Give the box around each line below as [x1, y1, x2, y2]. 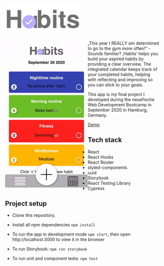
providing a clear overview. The [88, 61, 151, 67]
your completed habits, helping [88, 71, 150, 77]
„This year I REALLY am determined [88, 40, 159, 46]
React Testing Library [88, 180, 131, 186]
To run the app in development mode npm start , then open [12, 231, 131, 237]
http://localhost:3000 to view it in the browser [12, 237, 105, 242]
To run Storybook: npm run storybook [12, 246, 87, 252]
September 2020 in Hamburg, [88, 107, 148, 113]
